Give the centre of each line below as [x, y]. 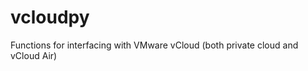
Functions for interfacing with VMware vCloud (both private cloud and [154, 45]
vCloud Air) [34, 55]
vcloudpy [50, 17]
